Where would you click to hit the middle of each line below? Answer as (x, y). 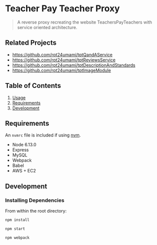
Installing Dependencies (35, 200)
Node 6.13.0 (24, 145)
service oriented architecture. (47, 27)
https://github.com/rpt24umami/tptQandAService (62, 54)
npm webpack (17, 238)
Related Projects (31, 43)
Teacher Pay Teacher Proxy (63, 9)
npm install (17, 220)
